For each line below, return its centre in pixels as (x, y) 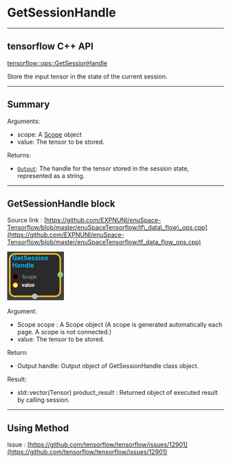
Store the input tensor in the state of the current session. (87, 76)
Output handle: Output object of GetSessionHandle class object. (108, 366)
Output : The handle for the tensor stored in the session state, (103, 168)
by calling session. (43, 400)
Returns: (19, 155)
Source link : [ (27, 220)
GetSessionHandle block (61, 203)
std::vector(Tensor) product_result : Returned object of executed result (117, 393)
